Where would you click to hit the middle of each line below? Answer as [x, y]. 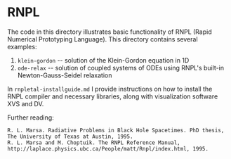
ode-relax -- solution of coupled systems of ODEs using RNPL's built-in [121, 68]
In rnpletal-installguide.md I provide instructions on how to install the [110, 89]
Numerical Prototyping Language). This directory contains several [103, 39]
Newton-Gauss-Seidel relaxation [65, 75]
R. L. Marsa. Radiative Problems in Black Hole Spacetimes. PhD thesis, [116, 130]
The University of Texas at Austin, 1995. [70, 136]
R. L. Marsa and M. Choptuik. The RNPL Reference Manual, [94, 142]
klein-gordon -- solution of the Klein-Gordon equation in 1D [103, 60]
